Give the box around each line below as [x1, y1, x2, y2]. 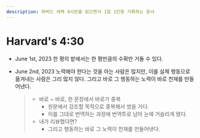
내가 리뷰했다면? [38, 118, 77, 125]
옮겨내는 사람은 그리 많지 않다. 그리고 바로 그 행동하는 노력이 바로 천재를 [14, 75, 183, 82]
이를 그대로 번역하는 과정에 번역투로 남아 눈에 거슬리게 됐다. [47, 110, 187, 117]
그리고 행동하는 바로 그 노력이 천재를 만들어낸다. [47, 125, 160, 132]
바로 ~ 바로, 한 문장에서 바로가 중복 [38, 95, 121, 102]
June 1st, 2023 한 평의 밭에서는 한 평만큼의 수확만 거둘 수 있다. [14, 55, 163, 62]
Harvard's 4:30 [6, 34, 84, 48]
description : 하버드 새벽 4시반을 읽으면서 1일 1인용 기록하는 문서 [6, 8, 155, 15]
